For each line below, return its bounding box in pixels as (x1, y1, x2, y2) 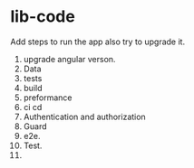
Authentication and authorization (23, 111, 146, 122)
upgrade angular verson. (23, 53, 116, 64)
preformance (23, 92, 73, 103)
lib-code (10, 6, 75, 27)
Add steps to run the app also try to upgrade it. (10, 36, 185, 47)
